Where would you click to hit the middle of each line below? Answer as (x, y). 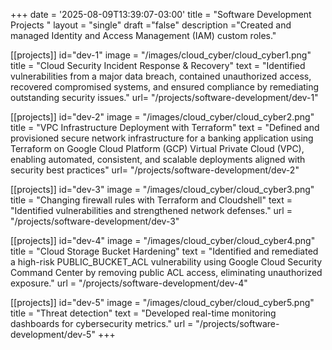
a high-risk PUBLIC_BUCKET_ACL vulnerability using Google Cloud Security (166, 262)
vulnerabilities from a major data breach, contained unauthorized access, (161, 76)
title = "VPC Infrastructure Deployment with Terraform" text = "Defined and (165, 127)
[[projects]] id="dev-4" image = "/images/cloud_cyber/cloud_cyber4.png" (163, 240)
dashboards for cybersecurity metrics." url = (102, 323)
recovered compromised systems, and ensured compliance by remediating (165, 87)
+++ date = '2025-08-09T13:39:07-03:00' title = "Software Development (161, 14)
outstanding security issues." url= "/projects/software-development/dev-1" (164, 97)
